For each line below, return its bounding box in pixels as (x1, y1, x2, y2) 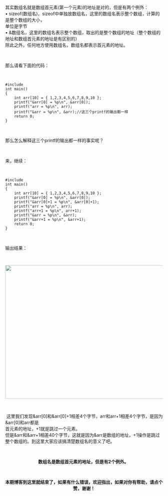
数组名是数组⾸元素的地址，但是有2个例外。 (38, 459, 129, 464)
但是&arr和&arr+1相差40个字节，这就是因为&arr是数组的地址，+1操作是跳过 (5, 432, 160, 438)
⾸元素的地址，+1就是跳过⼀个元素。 (5, 426, 80, 432)
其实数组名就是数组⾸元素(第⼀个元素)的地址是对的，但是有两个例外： (5, 5, 149, 10)
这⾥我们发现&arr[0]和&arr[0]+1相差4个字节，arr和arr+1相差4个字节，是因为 (6, 413, 163, 419)
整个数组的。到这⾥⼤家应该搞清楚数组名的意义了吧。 (5, 438, 115, 444)
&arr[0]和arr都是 (5, 420, 39, 425)
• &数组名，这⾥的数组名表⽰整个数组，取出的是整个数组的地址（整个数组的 (5, 30, 161, 35)
